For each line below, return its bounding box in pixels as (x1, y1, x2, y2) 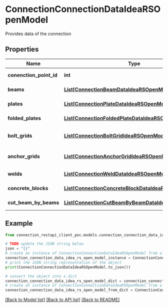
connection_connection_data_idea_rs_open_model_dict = (5, 278, 122, 283)
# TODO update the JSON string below (5, 241, 84, 246)
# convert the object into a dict (5, 273, 77, 278)
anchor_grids (7, 152, 40, 159)
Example (5, 219, 33, 228)
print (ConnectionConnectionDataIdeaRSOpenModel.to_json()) (5, 264, 131, 269)
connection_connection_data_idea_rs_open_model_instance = (5, 255, 131, 260)
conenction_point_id (7, 71, 57, 78)
